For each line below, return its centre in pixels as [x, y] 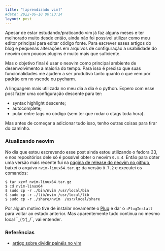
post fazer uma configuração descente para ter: [54, 94]
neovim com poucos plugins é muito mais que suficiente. [63, 54]
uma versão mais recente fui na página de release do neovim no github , [78, 162]
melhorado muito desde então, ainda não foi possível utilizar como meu [78, 38]
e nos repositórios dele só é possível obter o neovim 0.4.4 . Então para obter [82, 157]
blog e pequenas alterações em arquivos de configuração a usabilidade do [81, 48]
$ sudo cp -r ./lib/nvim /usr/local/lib [47, 195]
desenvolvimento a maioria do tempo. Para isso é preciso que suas [73, 68]
